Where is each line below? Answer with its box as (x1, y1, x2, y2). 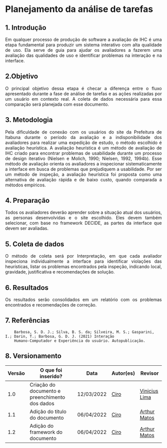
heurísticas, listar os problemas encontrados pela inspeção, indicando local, (5, 264, 162, 270)
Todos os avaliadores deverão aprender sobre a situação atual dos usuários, (5, 209, 162, 215)
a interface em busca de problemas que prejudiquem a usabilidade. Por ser (5, 166, 162, 172)
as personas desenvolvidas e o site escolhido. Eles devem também (5, 215, 162, 221)
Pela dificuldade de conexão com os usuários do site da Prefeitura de (5, 129, 162, 135)
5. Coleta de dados (5, 240, 65, 248)
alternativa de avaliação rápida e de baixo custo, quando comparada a (5, 176, 162, 182)
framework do (29, 429, 63, 436)
